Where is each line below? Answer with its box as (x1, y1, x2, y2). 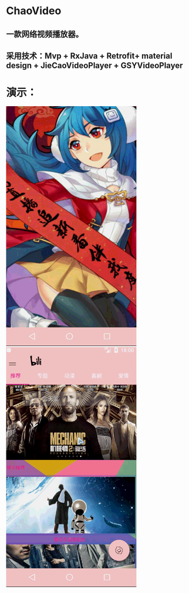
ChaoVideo (6, 4, 62, 18)
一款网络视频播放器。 (6, 29, 83, 39)
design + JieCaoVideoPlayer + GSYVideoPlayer (6, 60, 183, 70)
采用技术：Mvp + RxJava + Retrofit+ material (6, 51, 173, 61)
